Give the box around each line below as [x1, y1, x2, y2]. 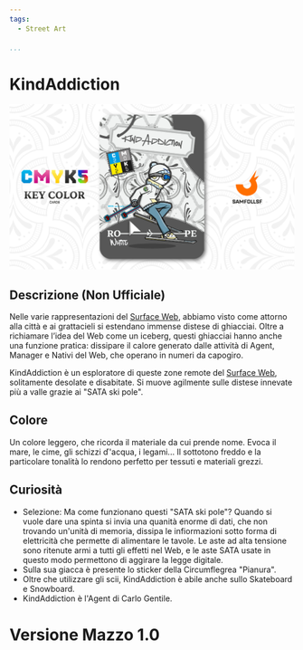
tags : [9, 14, 30, 24]
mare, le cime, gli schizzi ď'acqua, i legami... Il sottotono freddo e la [9, 446, 261, 457]
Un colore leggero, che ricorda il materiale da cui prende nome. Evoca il [9, 436, 277, 447]
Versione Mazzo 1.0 [9, 625, 160, 645]
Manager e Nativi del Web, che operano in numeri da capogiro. [9, 349, 244, 360]
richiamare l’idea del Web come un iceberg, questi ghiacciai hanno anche [9, 330, 283, 341]
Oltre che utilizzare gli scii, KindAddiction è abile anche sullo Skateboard [22, 573, 293, 584]
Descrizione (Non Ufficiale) [9, 287, 166, 302]
